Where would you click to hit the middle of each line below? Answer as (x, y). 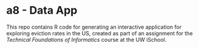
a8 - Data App (42, 10)
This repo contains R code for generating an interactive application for (94, 27)
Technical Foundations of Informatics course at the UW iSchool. (86, 39)
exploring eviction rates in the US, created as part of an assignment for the (99, 33)
